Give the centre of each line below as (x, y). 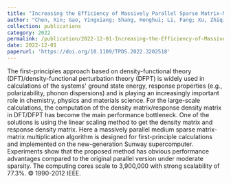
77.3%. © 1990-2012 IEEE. (44, 173)
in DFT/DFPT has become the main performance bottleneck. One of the (108, 114)
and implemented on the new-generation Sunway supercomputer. (100, 144)
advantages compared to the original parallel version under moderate (106, 158)
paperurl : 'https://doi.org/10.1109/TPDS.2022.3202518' (89, 52)
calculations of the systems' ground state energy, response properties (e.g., (115, 86)
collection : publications (44, 26)
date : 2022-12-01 (32, 45)
